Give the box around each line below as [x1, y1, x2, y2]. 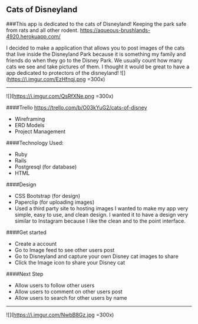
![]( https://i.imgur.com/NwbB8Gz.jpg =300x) [6, 311, 114, 318]
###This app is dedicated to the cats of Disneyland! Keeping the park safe [6, 20, 187, 27]
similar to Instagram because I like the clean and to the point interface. [14, 217, 186, 224]
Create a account [14, 240, 57, 247]
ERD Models [14, 121, 45, 128]
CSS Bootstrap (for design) [14, 192, 81, 199]
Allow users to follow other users [14, 282, 95, 289]
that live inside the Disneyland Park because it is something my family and [6, 50, 186, 58]
